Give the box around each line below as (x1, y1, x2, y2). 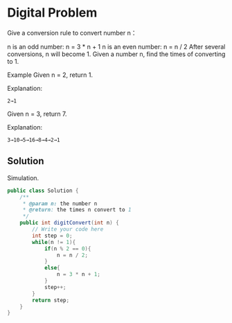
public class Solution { (7, 187, 79, 194)
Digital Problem (7, 5, 98, 21)
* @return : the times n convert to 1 (22, 207, 132, 213)
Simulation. (7, 173, 39, 182)
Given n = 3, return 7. (7, 110, 67, 118)
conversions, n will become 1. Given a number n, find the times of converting (7, 50, 226, 58)
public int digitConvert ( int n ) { (19, 220, 119, 227)
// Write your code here (32, 226, 104, 233)
